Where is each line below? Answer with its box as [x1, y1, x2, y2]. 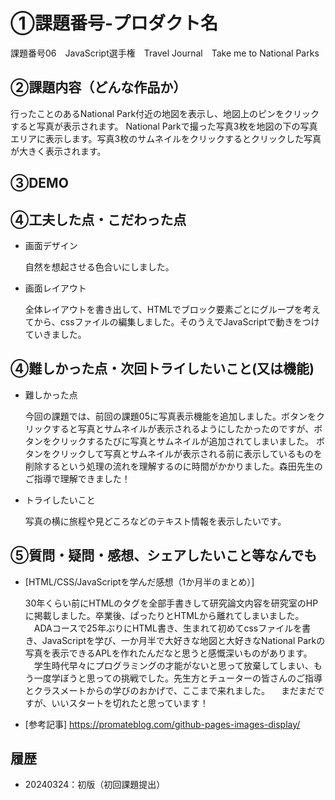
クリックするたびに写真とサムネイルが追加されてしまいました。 [51, 435, 315, 447]
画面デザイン [24, 239, 78, 251]
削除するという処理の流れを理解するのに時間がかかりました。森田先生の [24, 460, 323, 472]
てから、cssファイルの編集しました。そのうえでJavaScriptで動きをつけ [24, 315, 320, 328]
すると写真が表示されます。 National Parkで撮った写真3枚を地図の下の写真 [10, 120, 318, 132]
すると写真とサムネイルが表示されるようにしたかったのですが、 [51, 422, 315, 434]
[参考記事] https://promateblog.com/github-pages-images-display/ [24, 718, 301, 730]
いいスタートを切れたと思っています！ [51, 697, 209, 709]
